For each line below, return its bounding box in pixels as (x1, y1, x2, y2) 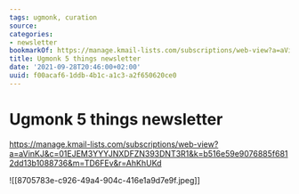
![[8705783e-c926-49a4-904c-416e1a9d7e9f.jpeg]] (9, 174, 200, 185)
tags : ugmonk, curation (9, 12, 98, 22)
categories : (9, 29, 53, 38)
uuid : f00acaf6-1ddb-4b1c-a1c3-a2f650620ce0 (9, 71, 177, 80)
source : (9, 21, 38, 30)
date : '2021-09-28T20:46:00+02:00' (9, 63, 141, 72)
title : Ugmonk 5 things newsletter (9, 54, 141, 63)
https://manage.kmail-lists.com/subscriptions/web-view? (9, 139, 219, 150)
